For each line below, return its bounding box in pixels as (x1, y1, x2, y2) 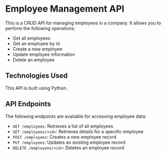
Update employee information (12, 51, 75, 57)
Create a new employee (12, 46, 62, 52)
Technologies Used (5, 72, 68, 80)
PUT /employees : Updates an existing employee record (12, 139, 126, 145)
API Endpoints (5, 100, 51, 108)
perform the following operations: (5, 25, 76, 31)
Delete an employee (12, 56, 55, 63)
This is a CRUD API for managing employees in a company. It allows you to (5, 20, 161, 26)
